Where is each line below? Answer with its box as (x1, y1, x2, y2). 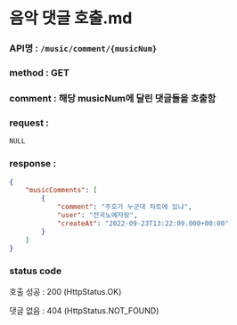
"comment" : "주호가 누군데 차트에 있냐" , (56, 202, 192, 212)
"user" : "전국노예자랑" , (56, 211, 138, 220)
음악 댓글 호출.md (9, 8, 133, 28)
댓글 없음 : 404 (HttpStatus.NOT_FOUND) (9, 305, 159, 316)
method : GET (9, 67, 69, 79)
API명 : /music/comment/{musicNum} (9, 42, 158, 54)
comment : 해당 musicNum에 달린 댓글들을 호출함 (9, 92, 217, 104)
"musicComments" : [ (25, 186, 98, 195)
